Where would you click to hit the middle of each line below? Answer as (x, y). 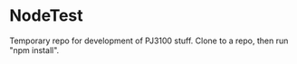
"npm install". (34, 50)
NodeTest (46, 16)
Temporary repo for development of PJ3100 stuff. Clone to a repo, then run (149, 41)
